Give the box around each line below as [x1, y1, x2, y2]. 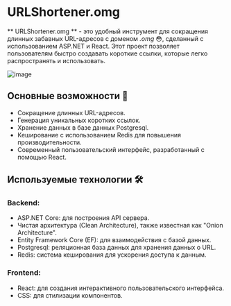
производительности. [17, 138, 82, 146]
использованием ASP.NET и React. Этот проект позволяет [7, 42, 180, 50]
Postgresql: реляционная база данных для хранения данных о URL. [17, 244, 216, 252]
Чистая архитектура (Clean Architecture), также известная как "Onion [17, 221, 223, 230]
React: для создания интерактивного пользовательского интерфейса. [17, 284, 224, 292]
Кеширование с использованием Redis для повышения [17, 130, 182, 139]
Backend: [7, 198, 40, 208]
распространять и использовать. [7, 56, 106, 65]
